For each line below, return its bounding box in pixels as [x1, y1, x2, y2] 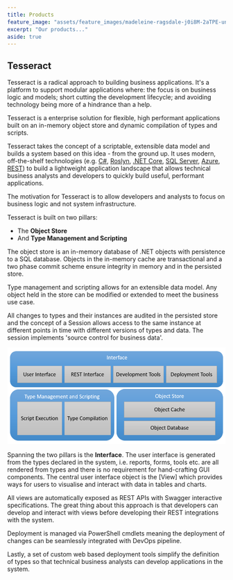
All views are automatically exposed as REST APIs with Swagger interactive [7, 494, 223, 502]
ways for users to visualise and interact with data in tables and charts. [7, 480, 207, 489]
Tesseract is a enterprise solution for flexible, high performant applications [7, 114, 221, 122]
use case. [7, 298, 35, 306]
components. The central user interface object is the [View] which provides [7, 473, 223, 481]
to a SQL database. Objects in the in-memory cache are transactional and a [7, 255, 223, 263]
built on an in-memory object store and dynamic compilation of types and [7, 122, 218, 130]
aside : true [7, 33, 42, 40]
